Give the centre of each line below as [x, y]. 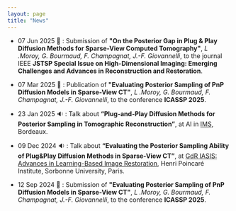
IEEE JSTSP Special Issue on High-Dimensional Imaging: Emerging [117, 63]
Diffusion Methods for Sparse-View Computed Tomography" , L [113, 48]
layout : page [27, 14]
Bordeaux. [33, 131]
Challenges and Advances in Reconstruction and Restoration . [110, 71]
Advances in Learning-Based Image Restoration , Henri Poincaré [111, 163]
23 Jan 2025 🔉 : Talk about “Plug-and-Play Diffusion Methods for [116, 113]
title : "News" [28, 21]
